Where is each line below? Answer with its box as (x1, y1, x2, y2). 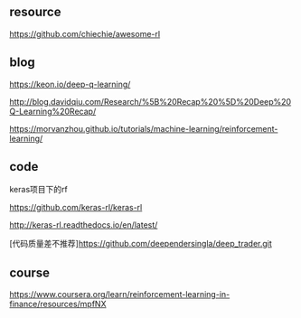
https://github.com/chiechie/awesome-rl (9, 28, 161, 39)
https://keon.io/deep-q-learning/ (9, 79, 131, 89)
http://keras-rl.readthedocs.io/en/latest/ (9, 220, 158, 230)
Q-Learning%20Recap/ (9, 106, 97, 117)
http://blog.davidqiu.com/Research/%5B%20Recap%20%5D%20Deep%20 (9, 96, 292, 107)
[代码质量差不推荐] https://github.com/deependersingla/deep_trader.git (9, 238, 273, 249)
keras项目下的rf (9, 184, 68, 195)
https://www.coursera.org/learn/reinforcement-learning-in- (9, 289, 230, 300)
